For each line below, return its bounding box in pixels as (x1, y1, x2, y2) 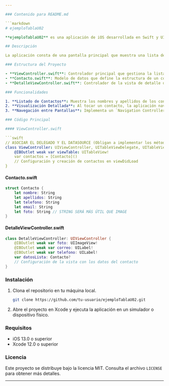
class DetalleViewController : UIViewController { (5, 236, 112, 241)
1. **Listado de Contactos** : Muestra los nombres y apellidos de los (5, 99, 156, 104)
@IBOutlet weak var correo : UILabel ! (14, 245, 94, 250)
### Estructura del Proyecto (5, 62, 66, 67)
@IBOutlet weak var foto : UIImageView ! (14, 241, 98, 246)
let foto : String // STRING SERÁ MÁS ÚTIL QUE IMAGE (14, 209, 127, 214)
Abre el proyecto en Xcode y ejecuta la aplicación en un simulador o (12, 306, 154, 312)
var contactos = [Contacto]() (14, 154, 78, 159)
